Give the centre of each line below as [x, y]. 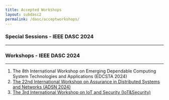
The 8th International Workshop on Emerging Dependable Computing [84, 71]
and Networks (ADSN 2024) [42, 87]
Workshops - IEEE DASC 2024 [43, 55]
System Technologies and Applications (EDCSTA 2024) [70, 76]
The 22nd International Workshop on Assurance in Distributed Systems [86, 81]
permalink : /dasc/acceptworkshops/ [43, 19]
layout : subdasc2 [23, 14]
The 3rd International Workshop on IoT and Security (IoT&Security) [81, 92]
